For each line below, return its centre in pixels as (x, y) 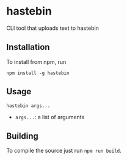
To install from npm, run (36, 61)
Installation (28, 47)
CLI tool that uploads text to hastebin (53, 28)
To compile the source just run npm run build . (64, 151)
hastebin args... (28, 106)
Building (22, 136)
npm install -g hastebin (38, 73)
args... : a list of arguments (50, 117)
